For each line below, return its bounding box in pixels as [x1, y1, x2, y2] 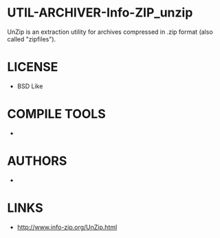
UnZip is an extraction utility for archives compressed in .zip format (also [7, 28, 213, 36]
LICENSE [7, 59, 58, 75]
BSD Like [16, 81, 43, 90]
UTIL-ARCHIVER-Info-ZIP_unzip [7, 5, 193, 21]
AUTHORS [7, 153, 67, 168]
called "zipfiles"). [7, 34, 56, 43]
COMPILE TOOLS [7, 106, 106, 122]
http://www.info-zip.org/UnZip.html [16, 223, 118, 231]
